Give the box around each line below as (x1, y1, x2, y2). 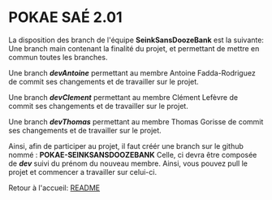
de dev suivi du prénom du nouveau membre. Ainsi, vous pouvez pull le (8, 159, 248, 168)
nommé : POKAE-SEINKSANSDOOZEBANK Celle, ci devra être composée (8, 150, 257, 159)
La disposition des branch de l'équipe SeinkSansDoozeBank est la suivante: (8, 35, 264, 45)
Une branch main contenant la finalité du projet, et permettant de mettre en (8, 43, 260, 53)
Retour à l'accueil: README (8, 183, 100, 193)
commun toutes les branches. (8, 52, 108, 62)
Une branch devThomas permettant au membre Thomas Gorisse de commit (8, 116, 264, 126)
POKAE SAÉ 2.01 (8, 8, 123, 27)
